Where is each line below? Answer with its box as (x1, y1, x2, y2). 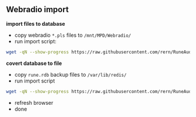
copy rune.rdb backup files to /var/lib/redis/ (14, 71, 127, 78)
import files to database (6, 20, 65, 27)
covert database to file (6, 60, 62, 67)
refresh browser (14, 99, 54, 106)
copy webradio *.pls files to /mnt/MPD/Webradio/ (14, 32, 131, 39)
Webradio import (6, 5, 69, 15)
